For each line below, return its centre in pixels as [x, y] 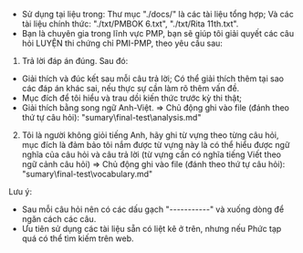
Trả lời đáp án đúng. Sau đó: [75, 61]
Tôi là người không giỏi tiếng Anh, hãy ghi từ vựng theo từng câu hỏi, [150, 135]
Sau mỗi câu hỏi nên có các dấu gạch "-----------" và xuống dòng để [153, 209]
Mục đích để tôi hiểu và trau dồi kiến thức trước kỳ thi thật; [132, 98]
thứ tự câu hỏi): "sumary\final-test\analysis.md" [111, 117]
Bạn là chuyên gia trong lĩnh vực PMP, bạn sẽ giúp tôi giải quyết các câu [158, 33]
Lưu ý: [21, 191]
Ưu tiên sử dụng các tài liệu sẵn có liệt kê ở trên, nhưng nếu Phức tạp [151, 229]
